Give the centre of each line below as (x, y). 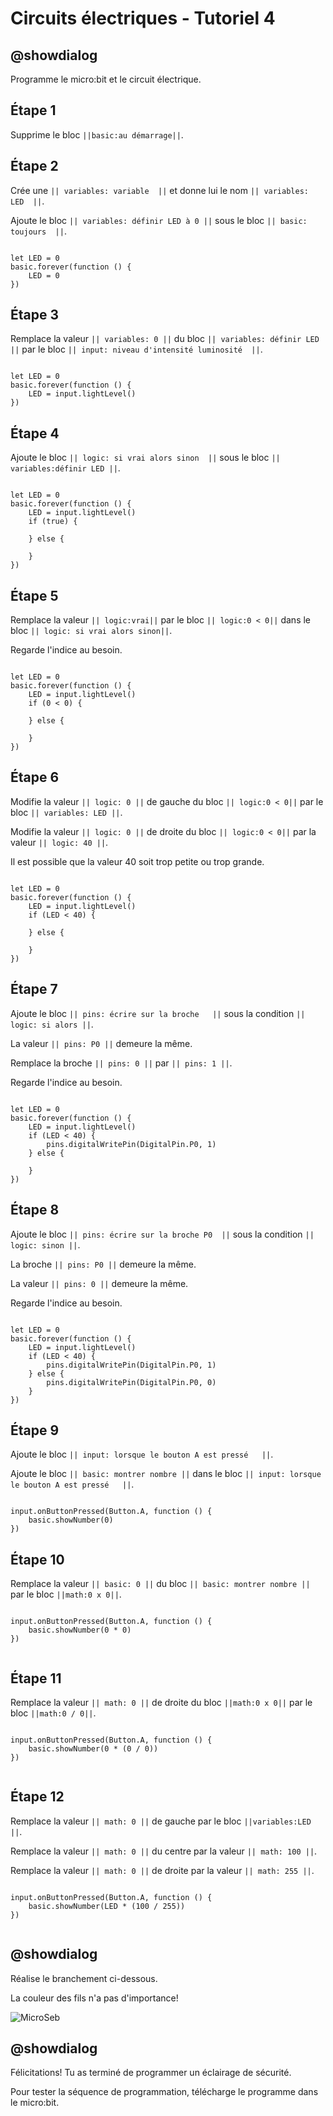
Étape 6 (35, 777)
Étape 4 (35, 433)
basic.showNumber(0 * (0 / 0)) (93, 1748)
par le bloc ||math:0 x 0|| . (66, 1594)
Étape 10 (37, 1559)
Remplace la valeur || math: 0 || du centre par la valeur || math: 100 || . (164, 1851)
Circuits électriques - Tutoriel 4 (143, 18)
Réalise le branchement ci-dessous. (84, 1978)
